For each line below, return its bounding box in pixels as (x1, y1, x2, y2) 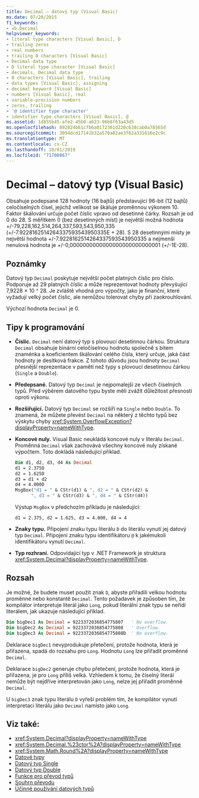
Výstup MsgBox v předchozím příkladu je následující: (14, 503, 141, 511)
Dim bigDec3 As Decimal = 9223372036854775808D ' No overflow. (6, 630, 169, 636)
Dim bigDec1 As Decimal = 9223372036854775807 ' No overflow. (6, 619, 169, 625)
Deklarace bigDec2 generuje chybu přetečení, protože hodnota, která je (6, 665, 180, 672)
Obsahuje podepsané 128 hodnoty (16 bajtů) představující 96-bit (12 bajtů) (6, 197, 188, 205)
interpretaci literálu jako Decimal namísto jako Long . (6, 702, 130, 709)
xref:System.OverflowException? (52, 417, 132, 425)
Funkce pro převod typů (14, 772, 74, 780)
